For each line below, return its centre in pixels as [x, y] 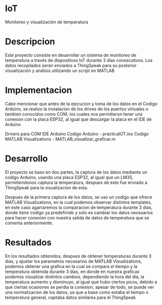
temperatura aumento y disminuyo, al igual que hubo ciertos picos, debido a [81, 282]
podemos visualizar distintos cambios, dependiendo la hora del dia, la [75, 277]
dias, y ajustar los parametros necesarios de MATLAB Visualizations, [73, 261]
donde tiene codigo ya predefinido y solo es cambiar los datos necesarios [79, 213]
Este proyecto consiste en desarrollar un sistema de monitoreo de [71, 55]
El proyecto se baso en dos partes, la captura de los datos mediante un [76, 172]
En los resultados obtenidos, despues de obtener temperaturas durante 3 [78, 256]
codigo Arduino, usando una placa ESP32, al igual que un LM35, [69, 177]
